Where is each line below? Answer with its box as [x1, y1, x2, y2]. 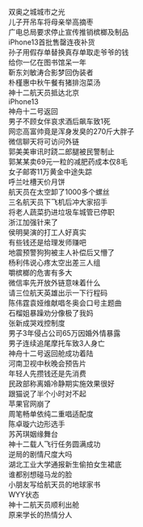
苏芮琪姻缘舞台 [8, 429, 58, 438]
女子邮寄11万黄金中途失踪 [8, 167, 93, 176]
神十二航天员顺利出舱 [8, 500, 79, 509]
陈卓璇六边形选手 [8, 419, 65, 429]
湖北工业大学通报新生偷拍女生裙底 [8, 459, 122, 469]
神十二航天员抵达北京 [8, 88, 79, 97]
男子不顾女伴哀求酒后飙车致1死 [8, 116, 111, 126]
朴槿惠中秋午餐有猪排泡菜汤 [8, 77, 101, 87]
